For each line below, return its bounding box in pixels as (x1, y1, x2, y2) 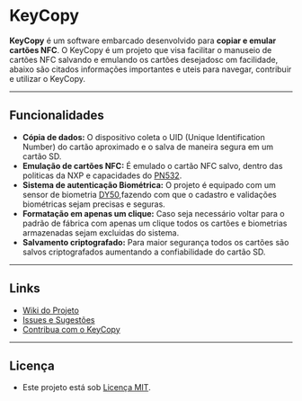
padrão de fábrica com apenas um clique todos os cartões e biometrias (22, 218, 288, 228)
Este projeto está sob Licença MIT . (22, 382, 151, 393)
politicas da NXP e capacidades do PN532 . (22, 170, 182, 181)
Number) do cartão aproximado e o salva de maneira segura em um (22, 141, 274, 152)
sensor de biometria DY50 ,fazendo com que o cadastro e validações (22, 189, 277, 200)
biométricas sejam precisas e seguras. (22, 199, 166, 209)
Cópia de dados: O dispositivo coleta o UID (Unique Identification (22, 131, 265, 142)
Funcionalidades (9, 108, 105, 123)
